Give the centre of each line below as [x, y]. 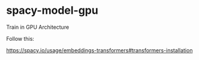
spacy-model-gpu [52, 10]
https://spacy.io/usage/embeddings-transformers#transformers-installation [99, 50]
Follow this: [20, 38]
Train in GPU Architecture [38, 27]
